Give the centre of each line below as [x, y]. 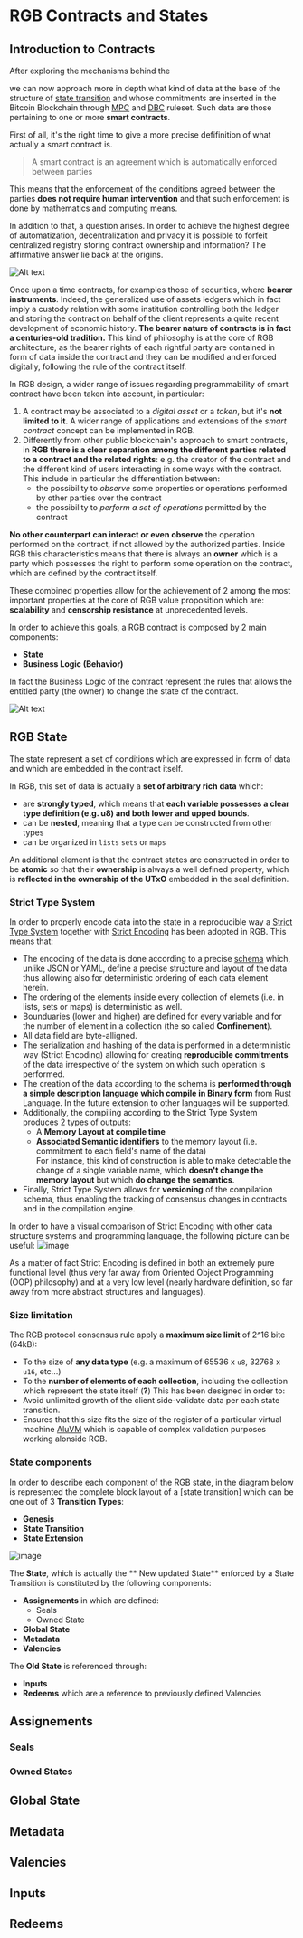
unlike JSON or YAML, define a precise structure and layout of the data [155, 968]
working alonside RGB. [65, 1439]
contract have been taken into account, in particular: [107, 394]
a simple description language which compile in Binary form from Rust [157, 1093]
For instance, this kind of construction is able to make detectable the [164, 1161]
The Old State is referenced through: [78, 1666]
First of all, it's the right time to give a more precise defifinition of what [140, 135]
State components [51, 1462]
